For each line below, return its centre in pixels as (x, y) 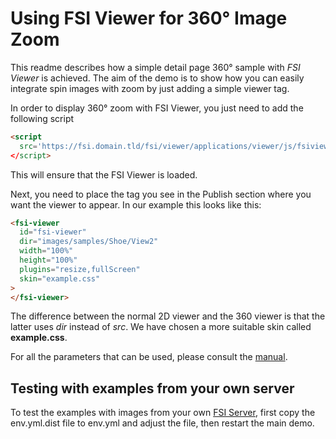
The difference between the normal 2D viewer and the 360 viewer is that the (168, 316)
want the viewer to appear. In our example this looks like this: (136, 204)
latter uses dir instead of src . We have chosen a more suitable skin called (161, 327)
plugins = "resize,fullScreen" (80, 269)
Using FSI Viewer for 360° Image (149, 18)
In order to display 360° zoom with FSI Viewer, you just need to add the (157, 108)
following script (42, 118)
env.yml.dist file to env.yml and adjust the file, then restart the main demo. (162, 423)
